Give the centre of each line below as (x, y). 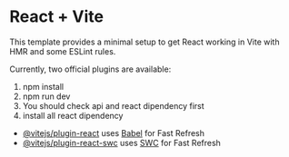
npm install (43, 86)
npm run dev (46, 96)
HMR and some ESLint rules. (63, 51)
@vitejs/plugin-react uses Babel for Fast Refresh (114, 132)
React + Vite (57, 17)
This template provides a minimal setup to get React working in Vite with (144, 42)
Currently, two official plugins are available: (90, 69)
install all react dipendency (73, 115)
